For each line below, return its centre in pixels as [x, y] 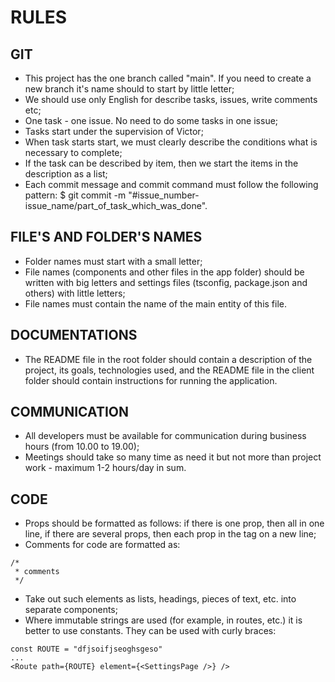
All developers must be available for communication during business [165, 436]
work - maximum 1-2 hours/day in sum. [105, 468]
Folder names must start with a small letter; [113, 261]
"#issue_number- [164, 195]
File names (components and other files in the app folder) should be [164, 272]
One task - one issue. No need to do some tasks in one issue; [151, 120]
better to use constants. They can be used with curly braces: [150, 631]
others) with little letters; [75, 293]
